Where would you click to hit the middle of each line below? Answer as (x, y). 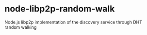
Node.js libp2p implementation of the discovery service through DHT (73, 22)
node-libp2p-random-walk (60, 9)
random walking (21, 27)
